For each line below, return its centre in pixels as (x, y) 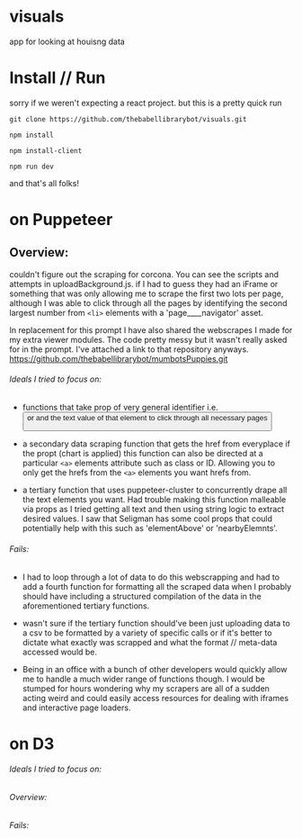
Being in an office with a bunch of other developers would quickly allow (155, 669)
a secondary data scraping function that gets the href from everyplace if (156, 444)
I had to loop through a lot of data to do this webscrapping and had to (151, 577)
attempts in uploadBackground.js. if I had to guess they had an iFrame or (144, 284)
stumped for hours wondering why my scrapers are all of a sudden (146, 688)
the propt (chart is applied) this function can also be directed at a (142, 454)
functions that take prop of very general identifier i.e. (120, 408)
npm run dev (31, 167)
